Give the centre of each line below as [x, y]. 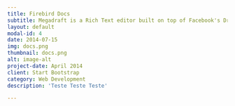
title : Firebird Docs [39, 14]
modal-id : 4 [24, 33]
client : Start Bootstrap [43, 72]
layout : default [31, 27]
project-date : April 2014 [45, 66]
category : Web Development [47, 79]
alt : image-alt [29, 60]
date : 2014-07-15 [33, 40]
